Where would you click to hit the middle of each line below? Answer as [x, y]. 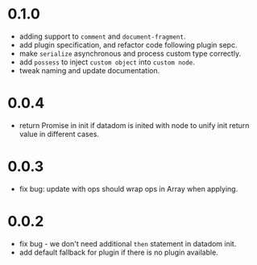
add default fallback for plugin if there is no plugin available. [118, 252]
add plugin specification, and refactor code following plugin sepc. [128, 44]
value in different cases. [59, 134]
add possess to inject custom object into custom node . [107, 62]
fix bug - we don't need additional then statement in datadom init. [128, 243]
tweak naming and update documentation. [89, 70]
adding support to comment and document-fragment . [102, 36]
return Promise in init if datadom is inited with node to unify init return [134, 125]
